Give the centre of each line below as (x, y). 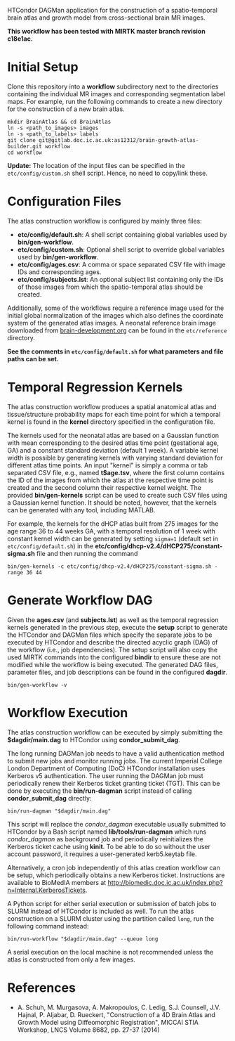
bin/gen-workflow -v (38, 685)
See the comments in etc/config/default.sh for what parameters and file (115, 351)
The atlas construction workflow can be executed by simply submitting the (115, 732)
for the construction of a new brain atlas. (66, 109)
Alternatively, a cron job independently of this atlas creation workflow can (114, 867)
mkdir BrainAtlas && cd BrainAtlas (59, 122)
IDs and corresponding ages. (59, 272)
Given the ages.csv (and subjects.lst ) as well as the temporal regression (113, 620)
